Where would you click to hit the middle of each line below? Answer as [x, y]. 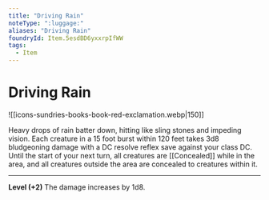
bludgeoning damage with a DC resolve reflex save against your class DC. [130, 147]
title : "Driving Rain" [46, 16]
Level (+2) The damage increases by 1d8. [77, 187]
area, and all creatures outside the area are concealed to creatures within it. [133, 164]
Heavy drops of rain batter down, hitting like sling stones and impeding [125, 130]
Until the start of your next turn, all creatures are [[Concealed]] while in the [131, 155]
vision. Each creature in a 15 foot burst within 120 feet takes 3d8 [114, 138]
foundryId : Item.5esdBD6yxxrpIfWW [66, 38]
